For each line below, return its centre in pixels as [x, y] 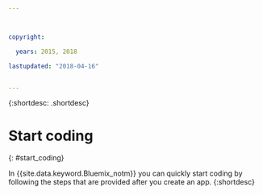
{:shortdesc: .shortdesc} [49, 103]
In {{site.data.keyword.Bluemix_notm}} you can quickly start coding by [126, 173]
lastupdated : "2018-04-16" [54, 66]
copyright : [27, 37]
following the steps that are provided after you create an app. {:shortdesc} [132, 182]
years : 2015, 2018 [47, 52]
